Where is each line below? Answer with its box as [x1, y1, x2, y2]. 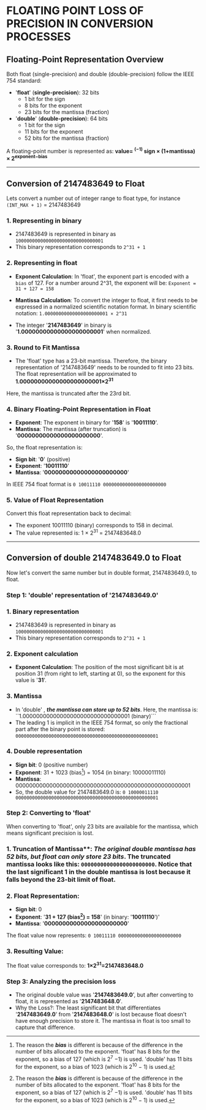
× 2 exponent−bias [6, 154, 48, 163]
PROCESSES [6, 30, 71, 44]
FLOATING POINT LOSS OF [6, 4, 144, 18]
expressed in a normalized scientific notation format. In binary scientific [15, 303, 197, 310]
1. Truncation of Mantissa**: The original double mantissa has [6, 844, 196, 853]
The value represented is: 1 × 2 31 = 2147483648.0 [15, 528, 142, 537]
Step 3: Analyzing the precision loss [6, 977, 116, 986]
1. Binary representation [6, 607, 80, 616]
